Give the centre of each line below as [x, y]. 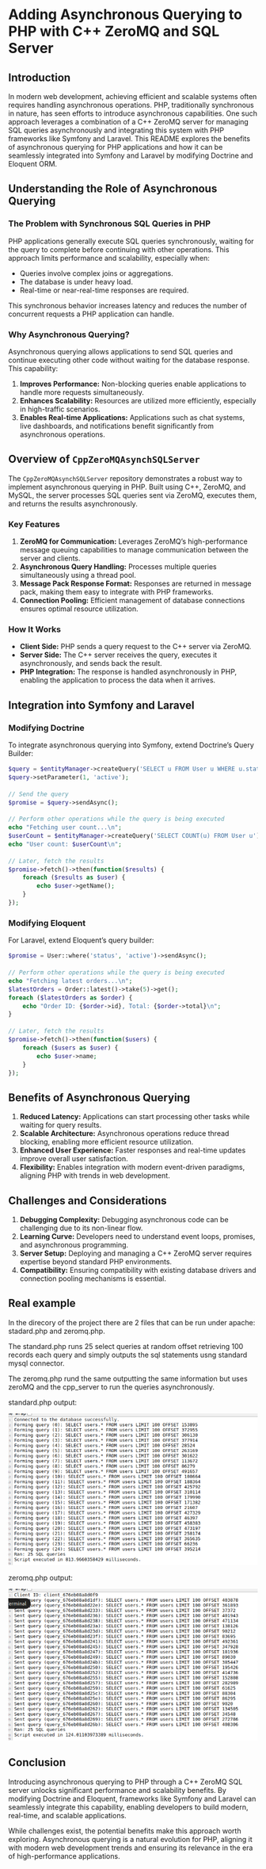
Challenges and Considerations [87, 1200]
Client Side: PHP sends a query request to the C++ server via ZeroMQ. [135, 647]
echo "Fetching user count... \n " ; [65, 827]
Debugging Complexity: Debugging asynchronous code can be [124, 1219]
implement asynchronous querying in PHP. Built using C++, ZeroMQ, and [127, 487]
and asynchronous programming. [74, 1245]
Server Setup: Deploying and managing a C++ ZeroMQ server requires [135, 1253]
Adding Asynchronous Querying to [125, 15]
